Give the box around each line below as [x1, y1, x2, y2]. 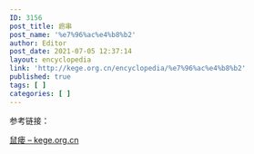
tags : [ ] [9, 81, 47, 90]
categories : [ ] [9, 89, 71, 98]
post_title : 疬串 [9, 22, 73, 31]
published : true [9, 72, 71, 82]
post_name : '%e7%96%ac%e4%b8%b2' [9, 30, 137, 39]
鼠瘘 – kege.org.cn [9, 134, 79, 145]
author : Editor [9, 38, 67, 48]
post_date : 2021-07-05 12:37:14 [9, 47, 132, 56]
